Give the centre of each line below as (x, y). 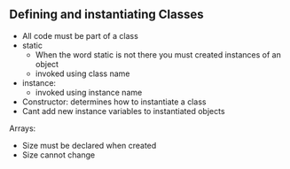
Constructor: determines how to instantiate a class (114, 102)
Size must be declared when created (89, 145)
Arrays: (23, 128)
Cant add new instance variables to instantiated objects (123, 111)
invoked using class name (82, 73)
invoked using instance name (89, 92)
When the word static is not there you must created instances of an (158, 54)
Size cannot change (59, 155)
